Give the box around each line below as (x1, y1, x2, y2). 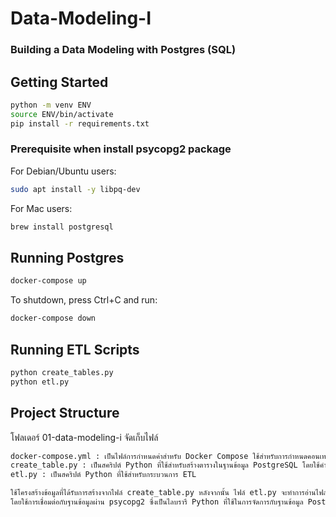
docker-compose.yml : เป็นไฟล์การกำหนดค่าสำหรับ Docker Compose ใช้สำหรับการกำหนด (10, 451, 308, 461)
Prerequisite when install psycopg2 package (10, 142, 232, 156)
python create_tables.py (10, 367, 114, 377)
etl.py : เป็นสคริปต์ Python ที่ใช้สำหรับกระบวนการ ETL (10, 470, 197, 480)
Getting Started (10, 73, 109, 91)
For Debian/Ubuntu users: (10, 165, 117, 177)
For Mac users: (10, 202, 73, 214)
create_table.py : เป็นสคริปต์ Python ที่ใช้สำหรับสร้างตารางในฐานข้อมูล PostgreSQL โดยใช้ (10, 460, 320, 471)
